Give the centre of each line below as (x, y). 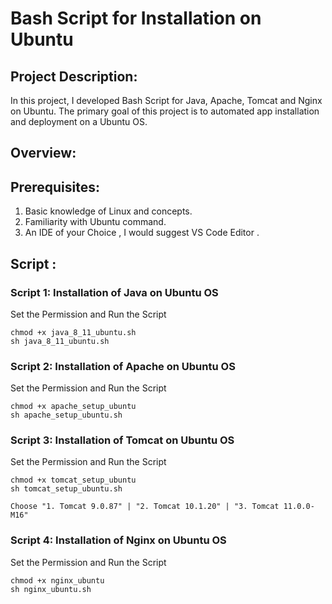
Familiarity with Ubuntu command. (95, 222)
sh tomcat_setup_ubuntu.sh (66, 489)
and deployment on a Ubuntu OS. (79, 121)
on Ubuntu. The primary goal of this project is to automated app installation (165, 111)
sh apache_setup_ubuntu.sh (66, 415)
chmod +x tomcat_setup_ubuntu (73, 480)
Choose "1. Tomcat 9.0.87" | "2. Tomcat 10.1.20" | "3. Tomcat (145, 507)
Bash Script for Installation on (136, 18)
